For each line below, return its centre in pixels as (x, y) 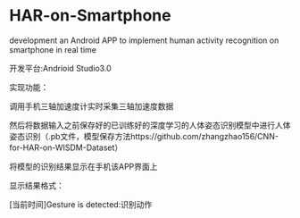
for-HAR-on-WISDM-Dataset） (66, 147)
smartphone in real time (53, 49)
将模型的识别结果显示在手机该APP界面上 (83, 166)
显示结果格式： (37, 185)
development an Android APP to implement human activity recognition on (144, 40)
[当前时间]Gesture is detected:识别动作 (81, 204)
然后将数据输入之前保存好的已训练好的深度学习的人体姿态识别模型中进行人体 (150, 125)
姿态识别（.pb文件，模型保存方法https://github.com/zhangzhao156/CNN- (144, 136)
